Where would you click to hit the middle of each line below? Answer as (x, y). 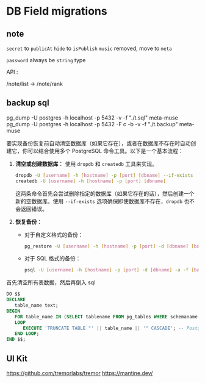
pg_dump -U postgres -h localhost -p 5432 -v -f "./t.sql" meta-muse (92, 118)
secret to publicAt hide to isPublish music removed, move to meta (89, 48)
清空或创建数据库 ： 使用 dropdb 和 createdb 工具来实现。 (86, 163)
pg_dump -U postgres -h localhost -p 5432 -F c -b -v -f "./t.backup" (92, 124)
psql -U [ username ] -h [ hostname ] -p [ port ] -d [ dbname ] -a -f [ (109, 270)
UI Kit (17, 358)
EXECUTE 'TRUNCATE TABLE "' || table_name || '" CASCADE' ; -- (103, 328)
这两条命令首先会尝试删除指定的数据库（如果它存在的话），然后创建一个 (105, 193)
